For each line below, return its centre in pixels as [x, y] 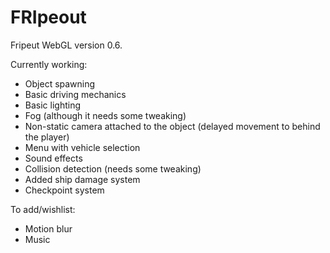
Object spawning [60, 83]
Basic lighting [53, 105]
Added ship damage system [82, 179]
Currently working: [49, 64]
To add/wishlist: [43, 209]
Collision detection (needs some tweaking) [113, 168]
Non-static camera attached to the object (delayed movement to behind [172, 126]
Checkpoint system [64, 190]
